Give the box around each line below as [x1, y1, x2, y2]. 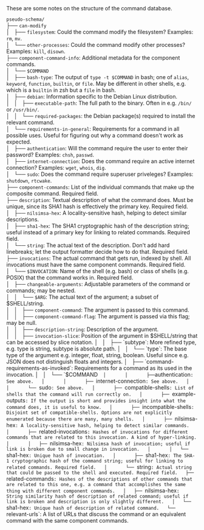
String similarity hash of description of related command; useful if [6, 493, 189, 500]
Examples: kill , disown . [6, 47, 66, 55]
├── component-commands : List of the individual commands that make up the [6, 184, 194, 190]
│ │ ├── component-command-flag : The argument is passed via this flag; [6, 313, 190, 320]
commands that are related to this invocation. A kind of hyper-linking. [6, 434, 197, 441]
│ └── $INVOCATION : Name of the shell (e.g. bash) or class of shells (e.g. [6, 268, 189, 274]
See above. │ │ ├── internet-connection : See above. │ [6, 377, 189, 385]
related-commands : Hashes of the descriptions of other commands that [6, 475, 193, 482]
